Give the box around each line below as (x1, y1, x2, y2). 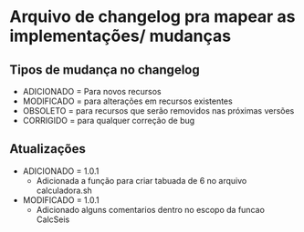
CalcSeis (36, 214, 70, 225)
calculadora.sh (36, 185, 93, 196)
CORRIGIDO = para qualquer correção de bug (22, 116, 195, 126)
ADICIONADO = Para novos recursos (22, 86, 162, 96)
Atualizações (9, 141, 87, 156)
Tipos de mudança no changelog (9, 62, 200, 77)
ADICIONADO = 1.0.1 (22, 166, 100, 177)
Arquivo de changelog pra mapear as (9, 6, 296, 27)
